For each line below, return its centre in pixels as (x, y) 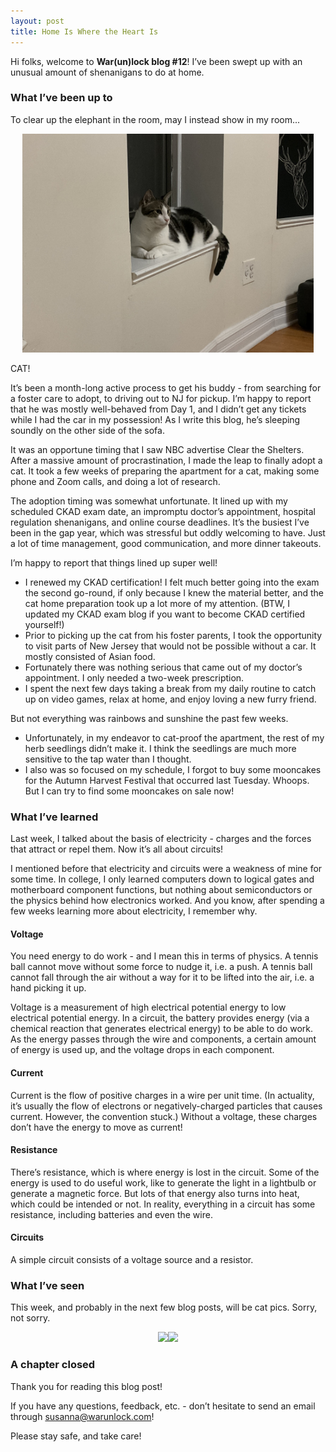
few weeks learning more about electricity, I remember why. (134, 911)
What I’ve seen (47, 1285)
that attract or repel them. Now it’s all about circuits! (117, 849)
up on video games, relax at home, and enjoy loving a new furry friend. (170, 699)
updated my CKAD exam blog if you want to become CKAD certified (165, 614)
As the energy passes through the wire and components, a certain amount (163, 1039)
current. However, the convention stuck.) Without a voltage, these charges (164, 1116)
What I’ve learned (54, 817)
